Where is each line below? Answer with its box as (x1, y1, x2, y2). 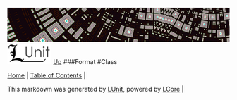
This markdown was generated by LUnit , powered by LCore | (7, 85, 184, 93)
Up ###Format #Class (52, 57, 118, 65)
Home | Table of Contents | (7, 71, 86, 80)
